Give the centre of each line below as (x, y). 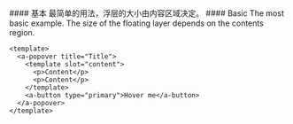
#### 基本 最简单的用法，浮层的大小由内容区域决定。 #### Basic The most (147, 13)
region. (22, 32)
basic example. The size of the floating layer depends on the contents (136, 23)
